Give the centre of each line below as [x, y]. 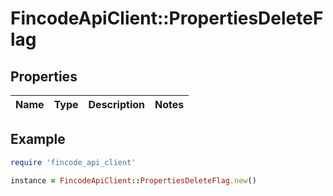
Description [116, 104]
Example [38, 139]
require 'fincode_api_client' [73, 162]
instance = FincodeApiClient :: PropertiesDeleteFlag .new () [133, 180]
